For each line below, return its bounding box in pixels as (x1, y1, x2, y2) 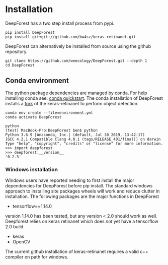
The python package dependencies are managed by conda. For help (5, 90, 147, 96)
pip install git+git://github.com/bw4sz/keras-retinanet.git (5, 34, 136, 39)
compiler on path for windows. (5, 254, 69, 260)
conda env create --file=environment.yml (5, 110, 94, 115)
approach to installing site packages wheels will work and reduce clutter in (5, 188, 160, 194)
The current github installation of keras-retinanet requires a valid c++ (5, 248, 149, 255)
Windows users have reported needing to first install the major (5, 177, 135, 183)
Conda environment (5, 77, 69, 85)
